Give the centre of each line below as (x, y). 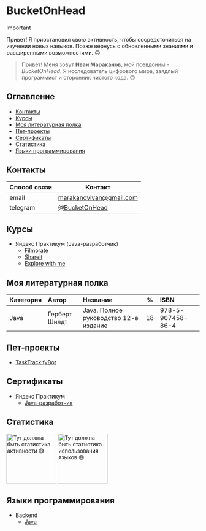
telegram (22, 207)
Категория (26, 300)
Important (19, 28)
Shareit (33, 257)
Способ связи (31, 187)
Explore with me (45, 264)
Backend (26, 515)
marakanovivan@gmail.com (98, 197)
